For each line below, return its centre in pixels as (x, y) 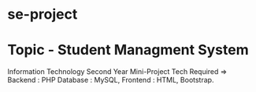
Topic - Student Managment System (128, 50)
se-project (43, 14)
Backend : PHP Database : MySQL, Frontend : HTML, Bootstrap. (111, 80)
